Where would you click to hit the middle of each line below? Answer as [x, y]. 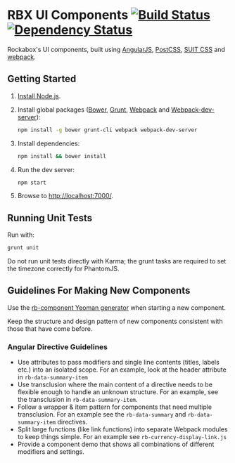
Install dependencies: [49, 143]
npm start [32, 183]
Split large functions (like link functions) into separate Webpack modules [122, 429]
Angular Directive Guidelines [57, 346]
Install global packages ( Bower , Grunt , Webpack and [94, 110]
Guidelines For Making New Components [99, 291]
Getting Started [42, 79]
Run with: [21, 235]
